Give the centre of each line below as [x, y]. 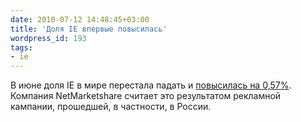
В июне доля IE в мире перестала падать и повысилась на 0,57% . [151, 85]
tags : [21, 47]
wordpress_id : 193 [48, 38]
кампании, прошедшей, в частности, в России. [111, 107]
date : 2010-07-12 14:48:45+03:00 [80, 19]
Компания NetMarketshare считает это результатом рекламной [146, 96]
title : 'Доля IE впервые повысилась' [89, 29]
